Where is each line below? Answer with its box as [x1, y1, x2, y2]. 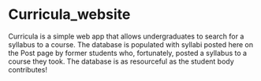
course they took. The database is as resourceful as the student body [8, 57, 234, 66]
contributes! [8, 64, 47, 74]
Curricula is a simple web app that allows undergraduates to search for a [8, 31, 244, 41]
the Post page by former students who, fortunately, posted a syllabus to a [8, 48, 247, 57]
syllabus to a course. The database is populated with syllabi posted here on [8, 39, 254, 49]
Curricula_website [8, 6, 131, 24]
